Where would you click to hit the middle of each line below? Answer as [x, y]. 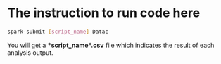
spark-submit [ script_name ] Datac [58, 32]
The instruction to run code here [104, 13]
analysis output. [31, 52]
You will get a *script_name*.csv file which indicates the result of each [111, 45]
